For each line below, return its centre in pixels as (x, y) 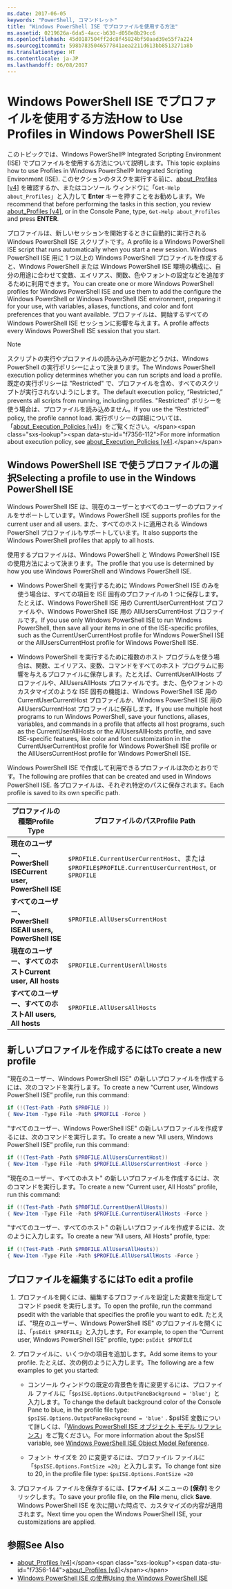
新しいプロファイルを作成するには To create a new (115, 1050)
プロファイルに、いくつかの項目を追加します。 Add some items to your (117, 1354)
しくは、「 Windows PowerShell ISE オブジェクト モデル (118, 1427)
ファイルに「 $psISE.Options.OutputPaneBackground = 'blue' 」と (128, 1393)
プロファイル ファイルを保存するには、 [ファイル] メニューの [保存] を (116, 1488)
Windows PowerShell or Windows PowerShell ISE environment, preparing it (114, 299)
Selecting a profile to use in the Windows (106, 478)
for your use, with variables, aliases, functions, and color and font (100, 306)
